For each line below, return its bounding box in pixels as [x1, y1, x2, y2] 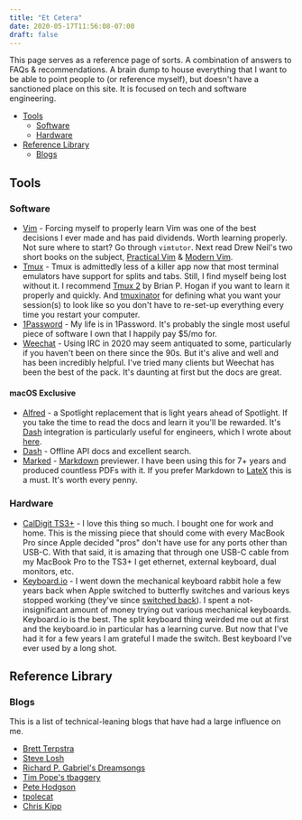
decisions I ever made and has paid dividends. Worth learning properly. [22, 232, 288, 244]
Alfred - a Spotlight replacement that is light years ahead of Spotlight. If [22, 407, 288, 418]
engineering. [9, 93, 57, 104]
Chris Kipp [22, 801, 62, 812]
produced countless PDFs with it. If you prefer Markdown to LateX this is [22, 465, 292, 476]
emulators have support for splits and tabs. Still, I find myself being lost [22, 271, 287, 282]
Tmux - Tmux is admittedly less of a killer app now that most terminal [22, 261, 279, 272]
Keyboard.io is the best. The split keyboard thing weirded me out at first [22, 613, 289, 624]
